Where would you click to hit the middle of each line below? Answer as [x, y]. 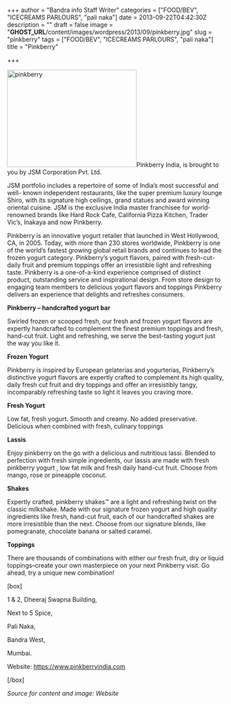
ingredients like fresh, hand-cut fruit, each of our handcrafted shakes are [111, 517]
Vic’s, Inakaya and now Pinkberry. [55, 222]
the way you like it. [34, 343]
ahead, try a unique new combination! [61, 573]
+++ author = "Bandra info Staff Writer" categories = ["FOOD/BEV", [103, 10]
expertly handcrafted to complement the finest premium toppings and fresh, [115, 328]
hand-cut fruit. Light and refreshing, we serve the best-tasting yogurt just [111, 336]
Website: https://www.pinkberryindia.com [66, 666]
